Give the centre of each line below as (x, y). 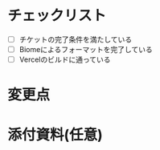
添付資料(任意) (55, 134)
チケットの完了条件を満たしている (76, 39)
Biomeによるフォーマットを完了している (86, 49)
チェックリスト (57, 16)
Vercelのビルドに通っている (65, 59)
